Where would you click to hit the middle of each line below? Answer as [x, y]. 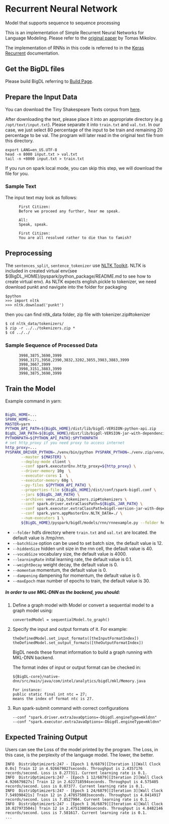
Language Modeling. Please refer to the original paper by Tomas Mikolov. [81, 38]
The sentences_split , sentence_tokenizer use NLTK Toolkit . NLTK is [75, 265]
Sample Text [21, 187]
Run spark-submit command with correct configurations [71, 708]
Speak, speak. [33, 224]
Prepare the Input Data [41, 97]
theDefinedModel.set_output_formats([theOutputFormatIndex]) [78, 643]
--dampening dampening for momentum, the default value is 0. [76, 575]
